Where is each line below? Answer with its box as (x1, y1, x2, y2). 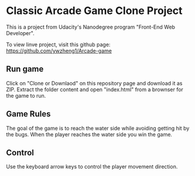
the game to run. (6, 92, 46, 99)
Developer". (6, 29, 35, 36)
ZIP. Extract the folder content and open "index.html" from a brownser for (6, 86, 183, 93)
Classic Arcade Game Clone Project (6, 4, 183, 18)
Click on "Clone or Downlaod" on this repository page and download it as (6, 80, 183, 87)
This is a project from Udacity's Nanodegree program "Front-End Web (6, 23, 176, 30)
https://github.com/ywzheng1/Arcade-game (6, 47, 112, 54)
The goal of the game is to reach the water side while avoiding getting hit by (6, 125, 190, 132)
